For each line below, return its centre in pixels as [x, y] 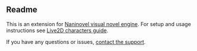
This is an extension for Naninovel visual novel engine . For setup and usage [99, 24]
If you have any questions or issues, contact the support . [76, 42]
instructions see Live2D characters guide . [57, 30]
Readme [22, 10]
